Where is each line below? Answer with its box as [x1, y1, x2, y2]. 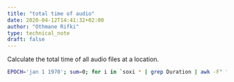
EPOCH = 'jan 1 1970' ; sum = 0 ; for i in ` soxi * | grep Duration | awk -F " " [7, 69, 229, 76]
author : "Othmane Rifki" [7, 23, 79, 30]
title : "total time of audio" [7, 10, 95, 17]
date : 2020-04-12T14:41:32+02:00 [7, 17, 104, 24]
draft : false [7, 36, 45, 43]
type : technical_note [7, 29, 70, 37]
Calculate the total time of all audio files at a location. [7, 55, 159, 63]
